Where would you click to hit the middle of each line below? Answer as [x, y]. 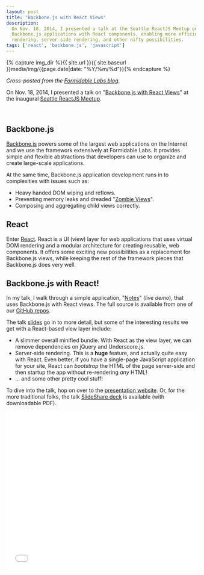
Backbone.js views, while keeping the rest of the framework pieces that [95, 258]
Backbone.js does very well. [41, 264]
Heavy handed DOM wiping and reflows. [65, 193]
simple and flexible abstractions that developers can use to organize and [96, 157]
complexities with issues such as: [48, 181]
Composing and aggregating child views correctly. [77, 205]
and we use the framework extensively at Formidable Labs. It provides [93, 150]
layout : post [23, 12]
